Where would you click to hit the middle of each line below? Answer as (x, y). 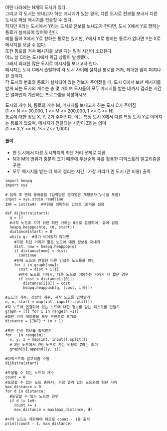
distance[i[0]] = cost (47, 283)
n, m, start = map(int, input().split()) (49, 302)
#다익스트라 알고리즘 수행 (27, 359)
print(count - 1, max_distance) (39, 424)
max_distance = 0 (23, 387)
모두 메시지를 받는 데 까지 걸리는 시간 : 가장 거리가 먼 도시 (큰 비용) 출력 (82, 172)
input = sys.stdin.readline (34, 199)
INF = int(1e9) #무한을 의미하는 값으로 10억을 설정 (55, 205)
